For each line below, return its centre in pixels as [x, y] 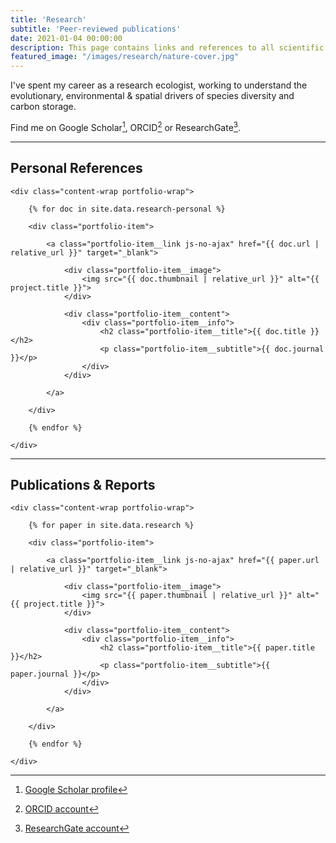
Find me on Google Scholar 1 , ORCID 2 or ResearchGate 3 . [126, 126]
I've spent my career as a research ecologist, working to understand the [159, 85]
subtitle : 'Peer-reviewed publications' [96, 29]
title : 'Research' [48, 19]
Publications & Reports [83, 484]
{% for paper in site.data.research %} [111, 526]
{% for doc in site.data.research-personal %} [127, 209]
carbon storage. [43, 107]
